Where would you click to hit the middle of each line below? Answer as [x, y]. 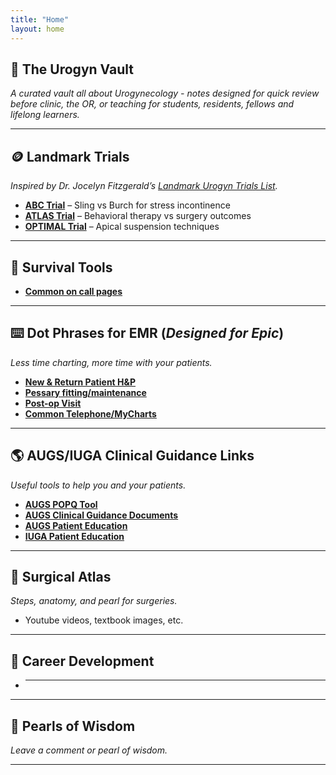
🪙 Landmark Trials [70, 156]
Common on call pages [73, 291]
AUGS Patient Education [76, 525]
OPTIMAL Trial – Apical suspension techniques [122, 227]
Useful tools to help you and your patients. [98, 485]
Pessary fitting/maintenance [85, 392]
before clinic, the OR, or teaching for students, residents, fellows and [152, 104]
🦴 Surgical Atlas [61, 576]
